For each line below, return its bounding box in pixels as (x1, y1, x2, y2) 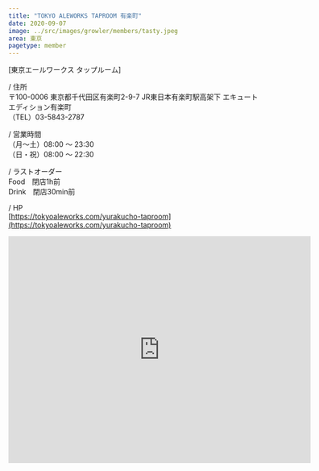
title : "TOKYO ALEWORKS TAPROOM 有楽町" (8, 11, 143, 20)
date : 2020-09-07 (8, 19, 67, 27)
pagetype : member (8, 42, 67, 50)
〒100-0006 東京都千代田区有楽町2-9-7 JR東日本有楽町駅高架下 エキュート (8, 92, 259, 102)
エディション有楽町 (8, 102, 72, 112)
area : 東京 (8, 34, 43, 43)
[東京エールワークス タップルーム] (8, 65, 122, 75)
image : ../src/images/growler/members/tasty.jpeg (8, 27, 179, 35)
